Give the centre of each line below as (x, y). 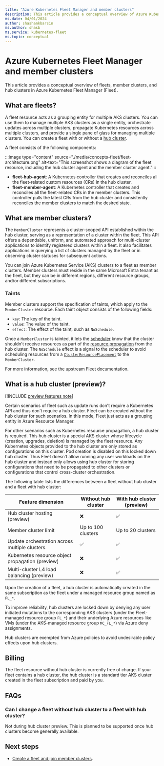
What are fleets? (31, 106)
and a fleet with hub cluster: (33, 487)
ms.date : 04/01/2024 (26, 19)
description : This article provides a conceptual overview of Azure (76, 14)
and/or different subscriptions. (36, 281)
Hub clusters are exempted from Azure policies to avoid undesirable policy (80, 638)
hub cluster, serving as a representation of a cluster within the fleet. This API (82, 235)
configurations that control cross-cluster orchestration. (60, 472)
